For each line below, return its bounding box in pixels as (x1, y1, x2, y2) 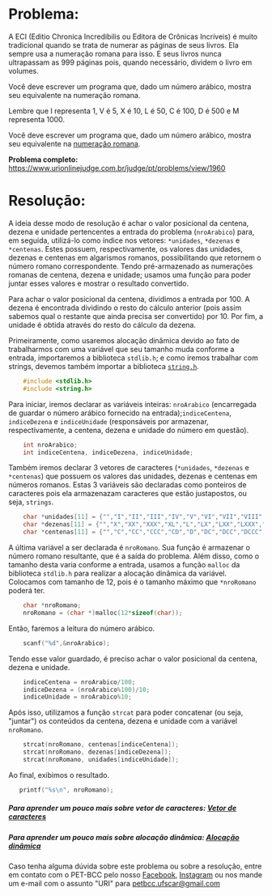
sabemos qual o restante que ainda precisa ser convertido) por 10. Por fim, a (8, 311, 264, 321)
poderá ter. (8, 586, 45, 595)
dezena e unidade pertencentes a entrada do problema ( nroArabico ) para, (8, 227, 255, 236)
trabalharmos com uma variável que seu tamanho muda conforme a (8, 344, 235, 354)
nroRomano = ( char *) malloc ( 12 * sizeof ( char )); (23, 609, 183, 617)
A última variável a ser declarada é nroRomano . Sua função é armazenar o (8, 543, 251, 552)
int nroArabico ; (23, 440, 79, 449)
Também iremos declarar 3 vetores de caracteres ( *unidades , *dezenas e (8, 463, 249, 473)
